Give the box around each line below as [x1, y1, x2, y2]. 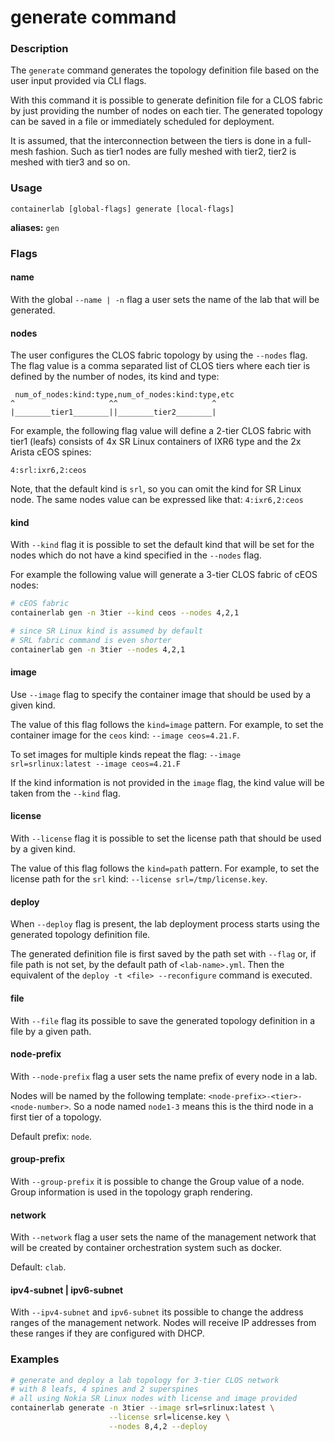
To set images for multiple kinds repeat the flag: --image [10, 748, 242, 760]
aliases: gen [10, 221, 60, 233]
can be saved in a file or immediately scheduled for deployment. [10, 116, 275, 128]
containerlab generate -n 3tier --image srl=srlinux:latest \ [10, 1403, 275, 1413]
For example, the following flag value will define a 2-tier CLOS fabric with [10, 425, 312, 437]
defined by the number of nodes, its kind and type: [10, 371, 220, 383]
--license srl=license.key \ [108, 1412, 230, 1423]
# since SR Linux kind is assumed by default [10, 626, 203, 636]
